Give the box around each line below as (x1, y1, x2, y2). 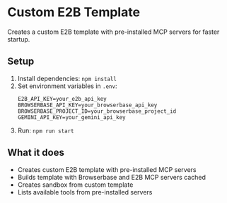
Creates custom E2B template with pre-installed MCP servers (17, 165, 197, 173)
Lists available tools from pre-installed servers (17, 187, 153, 196)
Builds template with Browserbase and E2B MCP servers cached (17, 173, 206, 181)
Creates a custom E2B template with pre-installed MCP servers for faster (7, 27, 220, 36)
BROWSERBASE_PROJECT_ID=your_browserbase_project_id (17, 107, 177, 115)
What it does (7, 147, 65, 159)
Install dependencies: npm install (17, 74, 117, 82)
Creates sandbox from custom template (17, 180, 134, 189)
